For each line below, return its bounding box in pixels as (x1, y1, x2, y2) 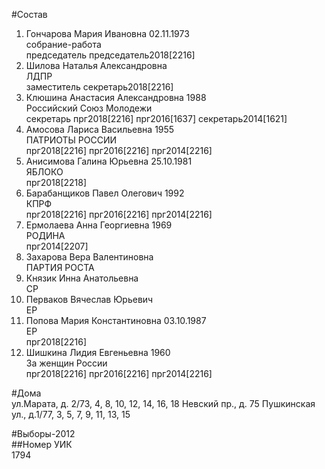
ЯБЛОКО (25, 166, 64, 178)
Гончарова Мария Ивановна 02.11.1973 (25, 28, 190, 39)
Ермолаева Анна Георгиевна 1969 (25, 219, 173, 231)
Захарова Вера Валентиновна (25, 251, 154, 263)
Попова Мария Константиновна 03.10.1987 (25, 315, 207, 326)
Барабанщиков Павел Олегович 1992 (25, 187, 185, 199)
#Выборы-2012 (11, 428, 76, 439)
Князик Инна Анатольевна (25, 272, 139, 284)
